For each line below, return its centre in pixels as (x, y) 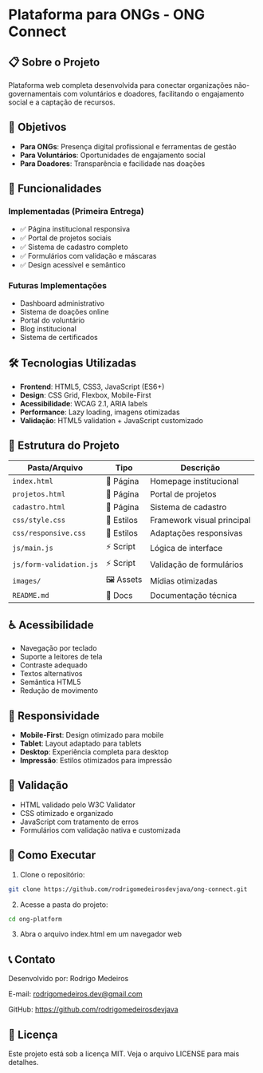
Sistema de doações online (64, 311)
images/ (27, 581)
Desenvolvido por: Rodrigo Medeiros (69, 979)
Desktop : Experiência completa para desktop (94, 752)
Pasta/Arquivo (55, 468)
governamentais (35, 94)
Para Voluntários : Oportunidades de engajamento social (112, 155)
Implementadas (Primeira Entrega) (77, 212)
